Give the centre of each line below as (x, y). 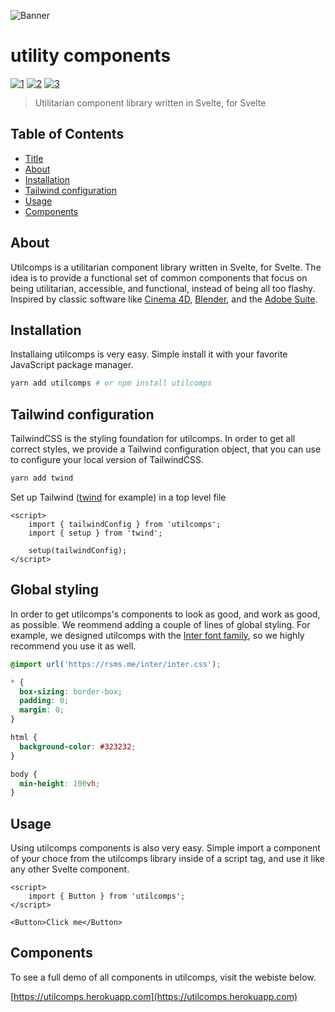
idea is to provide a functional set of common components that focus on (159, 277)
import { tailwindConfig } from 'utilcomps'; (125, 524)
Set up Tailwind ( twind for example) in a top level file (118, 497)
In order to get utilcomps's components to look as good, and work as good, (165, 614)
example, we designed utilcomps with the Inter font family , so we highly (157, 635)
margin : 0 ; (42, 710)
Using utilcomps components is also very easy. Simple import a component (165, 848)
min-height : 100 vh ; (60, 783)
